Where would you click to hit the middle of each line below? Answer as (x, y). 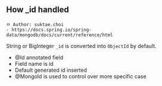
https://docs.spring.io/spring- (52, 30)
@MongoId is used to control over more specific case (81, 76)
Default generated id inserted (51, 70)
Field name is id (34, 63)
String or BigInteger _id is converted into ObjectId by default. (81, 46)
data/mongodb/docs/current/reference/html (60, 35)
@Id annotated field (39, 57)
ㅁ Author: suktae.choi (35, 24)
